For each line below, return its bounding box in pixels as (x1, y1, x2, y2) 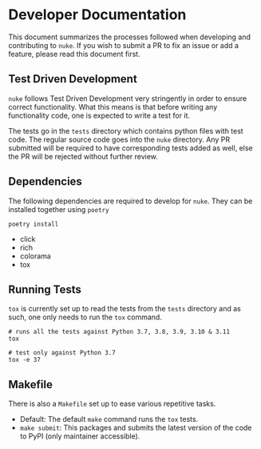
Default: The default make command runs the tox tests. (19, 415, 199, 424)
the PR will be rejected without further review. (8, 151, 158, 161)
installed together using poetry (8, 204, 109, 214)
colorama (19, 251, 52, 261)
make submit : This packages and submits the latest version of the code (19, 423, 252, 433)
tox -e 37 (8, 356, 42, 364)
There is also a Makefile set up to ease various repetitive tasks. (8, 399, 216, 409)
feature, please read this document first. (8, 49, 141, 58)
